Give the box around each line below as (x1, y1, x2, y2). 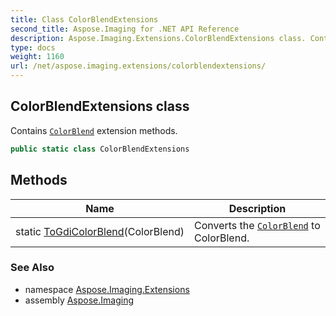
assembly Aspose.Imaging (24, 294, 135, 306)
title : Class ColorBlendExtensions (10, 14, 159, 25)
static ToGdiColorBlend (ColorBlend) (15, 224, 185, 238)
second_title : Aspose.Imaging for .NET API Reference (10, 24, 240, 34)
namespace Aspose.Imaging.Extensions (24, 283, 190, 295)
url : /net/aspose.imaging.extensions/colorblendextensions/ (10, 61, 267, 71)
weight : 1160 (10, 52, 65, 62)
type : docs (10, 42, 56, 53)
